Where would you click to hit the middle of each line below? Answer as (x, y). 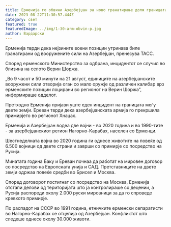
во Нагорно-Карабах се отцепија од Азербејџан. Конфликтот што (76, 214)
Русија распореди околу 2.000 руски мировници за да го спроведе (79, 193)
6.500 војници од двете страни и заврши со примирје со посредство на (83, 146)
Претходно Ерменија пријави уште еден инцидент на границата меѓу (81, 105)
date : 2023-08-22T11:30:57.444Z (39, 15)
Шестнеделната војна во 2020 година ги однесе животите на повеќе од (83, 141)
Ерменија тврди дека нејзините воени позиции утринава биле (73, 48)
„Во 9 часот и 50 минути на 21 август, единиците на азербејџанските (80, 79)
